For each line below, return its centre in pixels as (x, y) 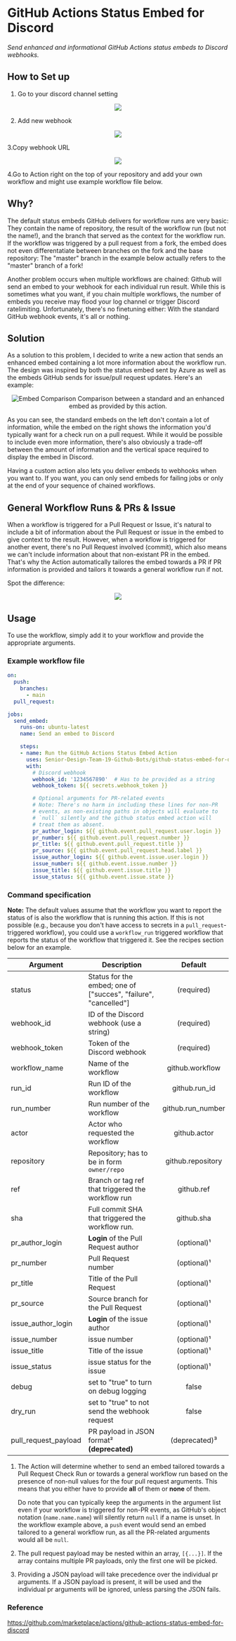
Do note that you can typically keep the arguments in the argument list (119, 1502)
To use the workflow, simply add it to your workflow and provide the (106, 635)
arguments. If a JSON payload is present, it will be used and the (110, 1581)
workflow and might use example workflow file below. (85, 181)
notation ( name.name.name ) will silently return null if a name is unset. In (119, 1517)
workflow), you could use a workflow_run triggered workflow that (129, 932)
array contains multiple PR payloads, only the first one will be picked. (117, 1560)
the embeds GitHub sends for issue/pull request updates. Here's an (105, 378)
